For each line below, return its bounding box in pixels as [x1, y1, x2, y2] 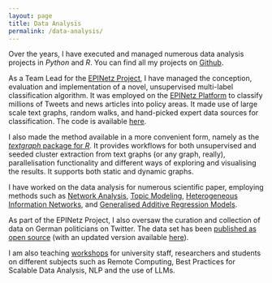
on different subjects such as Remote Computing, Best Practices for [8, 257, 235, 267]
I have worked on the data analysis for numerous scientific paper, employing [8, 182, 264, 192]
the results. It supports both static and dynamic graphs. [8, 167, 194, 177]
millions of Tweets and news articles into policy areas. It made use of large [8, 99, 258, 109]
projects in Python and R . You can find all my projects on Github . [8, 58, 224, 67]
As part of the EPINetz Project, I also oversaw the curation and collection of [8, 216, 261, 225]
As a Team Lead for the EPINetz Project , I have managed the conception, [8, 74, 253, 84]
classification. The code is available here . [8, 117, 147, 126]
